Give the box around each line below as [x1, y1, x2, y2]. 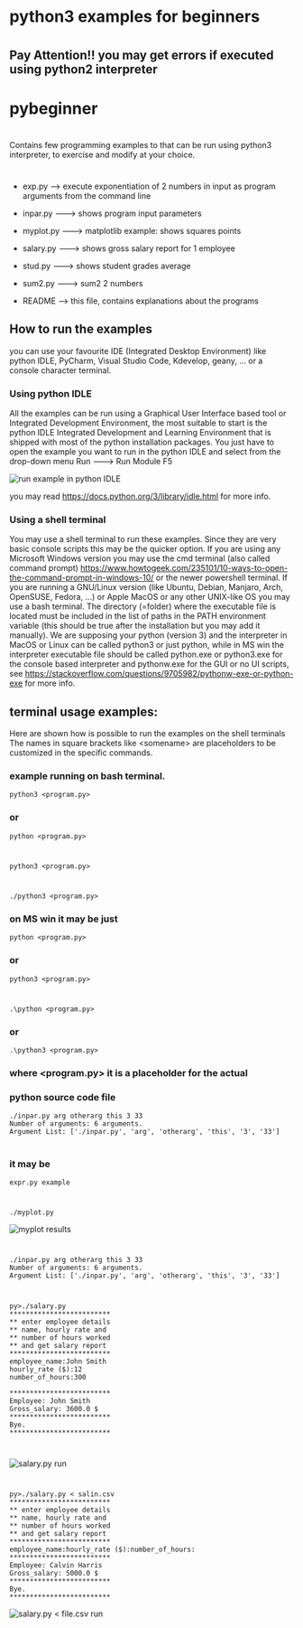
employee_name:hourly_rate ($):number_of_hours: [9, 1545, 196, 1554]
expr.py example [9, 1177, 70, 1187]
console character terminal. [9, 364, 112, 376]
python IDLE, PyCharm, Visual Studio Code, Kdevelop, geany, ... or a [9, 355, 263, 366]
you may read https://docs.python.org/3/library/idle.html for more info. [9, 491, 271, 502]
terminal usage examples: [9, 704, 159, 719]
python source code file [9, 1091, 116, 1104]
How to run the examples [9, 322, 153, 337]
